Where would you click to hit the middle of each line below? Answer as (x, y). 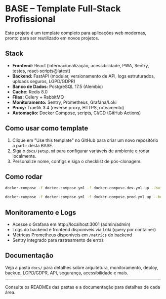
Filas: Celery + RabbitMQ (38, 97)
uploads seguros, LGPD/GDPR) (44, 81)
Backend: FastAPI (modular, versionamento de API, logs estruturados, (83, 76)
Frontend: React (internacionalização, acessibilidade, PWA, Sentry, (81, 65)
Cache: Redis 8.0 (30, 91)
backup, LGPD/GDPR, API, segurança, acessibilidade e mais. (67, 273)
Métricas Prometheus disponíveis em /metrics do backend (72, 235)
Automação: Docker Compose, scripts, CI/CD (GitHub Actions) (77, 113)
